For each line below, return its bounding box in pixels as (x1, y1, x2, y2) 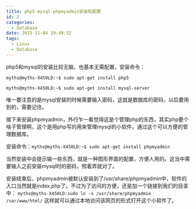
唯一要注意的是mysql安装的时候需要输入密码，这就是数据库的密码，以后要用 (6, 96, 190, 103)
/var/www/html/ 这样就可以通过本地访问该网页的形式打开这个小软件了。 (6, 197, 177, 204)
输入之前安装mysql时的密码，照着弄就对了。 (10, 162, 118, 169)
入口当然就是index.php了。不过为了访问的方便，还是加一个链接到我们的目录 (6, 182, 188, 189)
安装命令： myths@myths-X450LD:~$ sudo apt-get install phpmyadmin (6, 142, 170, 149)
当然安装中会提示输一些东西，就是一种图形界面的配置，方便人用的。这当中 (6, 155, 185, 162)
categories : (6, 19, 35, 25)
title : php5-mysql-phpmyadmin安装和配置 (6, 8, 101, 15)
